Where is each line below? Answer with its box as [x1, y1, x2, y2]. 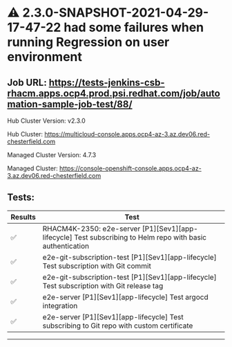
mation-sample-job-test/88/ [7, 98, 133, 110]
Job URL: [7, 76, 47, 88]
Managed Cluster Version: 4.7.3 [7, 151, 97, 159]
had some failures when [64, 19, 204, 35]
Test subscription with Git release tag [42, 281, 164, 290]
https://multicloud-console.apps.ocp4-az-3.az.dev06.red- [44, 130, 211, 138]
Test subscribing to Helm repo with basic [73, 232, 207, 242]
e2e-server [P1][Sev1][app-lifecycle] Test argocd [42, 292, 209, 302]
